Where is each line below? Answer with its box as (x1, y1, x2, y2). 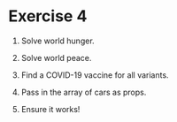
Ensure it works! (20, 103, 81, 114)
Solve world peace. (20, 52, 92, 63)
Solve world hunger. (20, 35, 95, 46)
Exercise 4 (8, 6, 88, 27)
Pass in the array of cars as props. (20, 87, 147, 97)
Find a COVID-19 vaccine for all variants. (20, 69, 169, 80)
